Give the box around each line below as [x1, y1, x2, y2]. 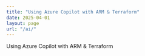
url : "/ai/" [6, 26, 36, 32]
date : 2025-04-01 [6, 15, 50, 21]
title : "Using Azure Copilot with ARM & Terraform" [6, 9, 140, 15]
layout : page [6, 20, 39, 26]
